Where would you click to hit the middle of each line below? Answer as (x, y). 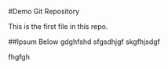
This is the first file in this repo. (58, 26)
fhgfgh (19, 57)
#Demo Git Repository (44, 11)
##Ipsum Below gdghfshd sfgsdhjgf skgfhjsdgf (84, 42)
